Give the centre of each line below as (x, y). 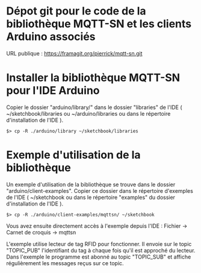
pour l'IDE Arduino (53, 91)
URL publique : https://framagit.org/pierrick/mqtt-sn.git (74, 53)
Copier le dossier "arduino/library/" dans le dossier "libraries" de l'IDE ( (94, 107)
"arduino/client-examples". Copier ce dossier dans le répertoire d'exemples (100, 190)
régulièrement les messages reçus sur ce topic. (65, 263)
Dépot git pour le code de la (76, 11)
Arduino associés (51, 37)
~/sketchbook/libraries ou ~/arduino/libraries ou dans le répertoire (88, 113)
